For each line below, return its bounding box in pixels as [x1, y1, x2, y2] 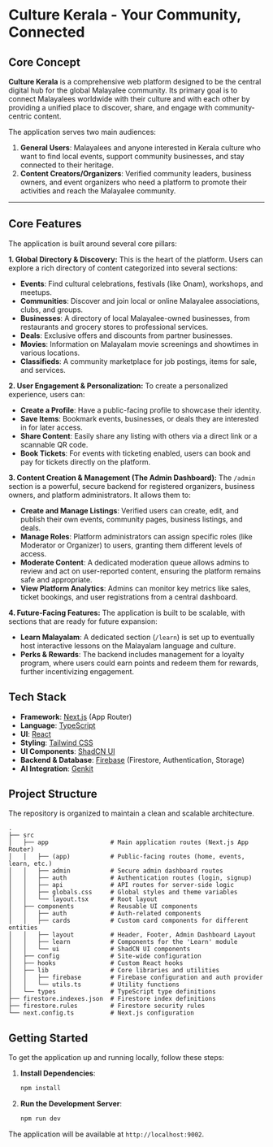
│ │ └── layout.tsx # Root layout [8, 895, 158, 903]
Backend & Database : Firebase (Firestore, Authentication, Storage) [19, 755, 245, 764]
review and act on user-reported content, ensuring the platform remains [19, 566, 262, 576]
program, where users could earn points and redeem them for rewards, [19, 658, 258, 668]
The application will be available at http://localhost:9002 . [8, 1129, 205, 1139]
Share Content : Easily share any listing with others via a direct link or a [19, 431, 258, 440]
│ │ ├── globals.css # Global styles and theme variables [8, 888, 238, 897]
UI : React [19, 729, 51, 738]
